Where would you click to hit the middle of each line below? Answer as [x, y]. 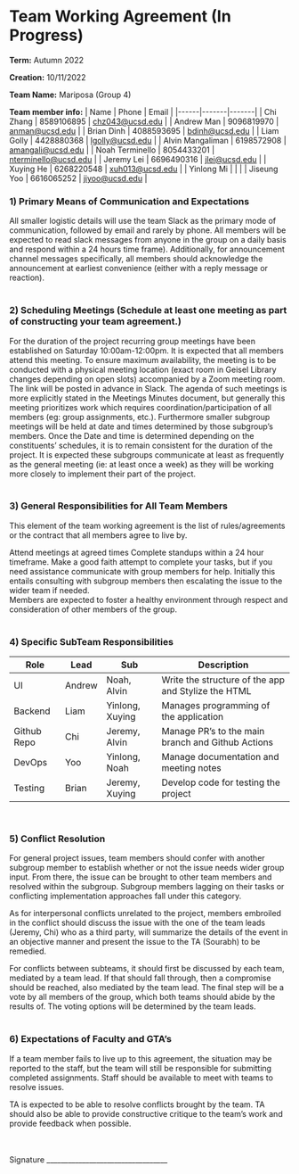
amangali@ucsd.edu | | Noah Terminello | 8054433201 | [112, 150]
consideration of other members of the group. [93, 609]
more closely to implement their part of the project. [103, 474]
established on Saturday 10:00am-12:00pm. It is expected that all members [147, 351]
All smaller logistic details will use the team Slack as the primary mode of [143, 221]
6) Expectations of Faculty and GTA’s [90, 1039]
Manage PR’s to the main [213, 732]
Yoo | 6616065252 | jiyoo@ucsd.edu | [78, 178]
